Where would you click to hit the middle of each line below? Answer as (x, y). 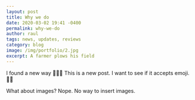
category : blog (25, 45)
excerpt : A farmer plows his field (50, 56)
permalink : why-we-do (33, 28)
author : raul (22, 34)
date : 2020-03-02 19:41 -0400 (44, 23)
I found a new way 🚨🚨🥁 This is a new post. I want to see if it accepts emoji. (98, 73)
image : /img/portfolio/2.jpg (42, 51)
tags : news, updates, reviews (44, 39)
